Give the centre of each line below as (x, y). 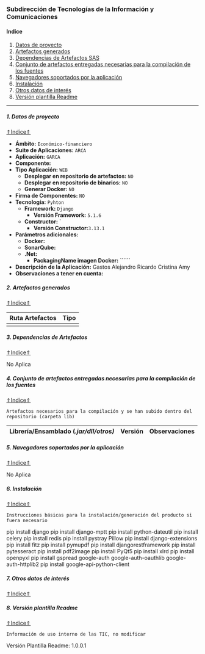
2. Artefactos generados (38, 287)
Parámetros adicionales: (47, 234)
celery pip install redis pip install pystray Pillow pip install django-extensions (102, 538)
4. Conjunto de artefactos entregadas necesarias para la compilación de (101, 378)
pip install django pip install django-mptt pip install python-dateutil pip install (102, 532)
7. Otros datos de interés (38, 578)
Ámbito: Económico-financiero (54, 144)
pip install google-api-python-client (85, 564)
